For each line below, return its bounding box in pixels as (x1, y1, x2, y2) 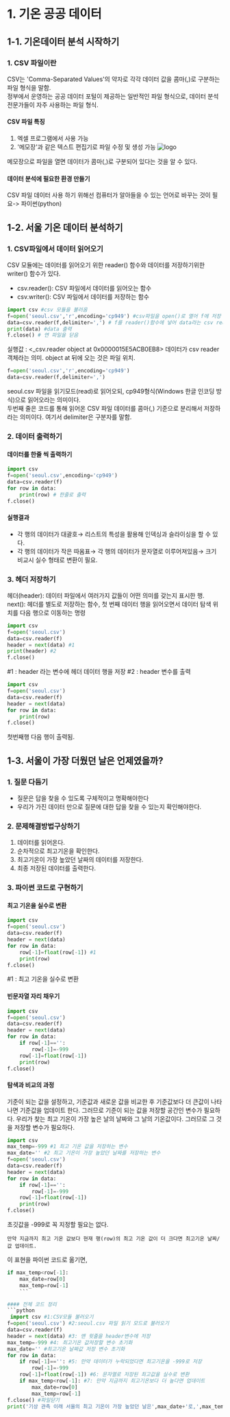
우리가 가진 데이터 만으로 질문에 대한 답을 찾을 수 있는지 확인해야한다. (16, 803, 202, 811)
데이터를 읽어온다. (16, 839, 65, 847)
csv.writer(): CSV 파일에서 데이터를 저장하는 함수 (16, 293, 149, 301)
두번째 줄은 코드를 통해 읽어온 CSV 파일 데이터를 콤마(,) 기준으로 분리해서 (7, 405, 203, 413)
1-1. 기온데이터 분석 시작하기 (7, 36, 120, 47)
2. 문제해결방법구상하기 (7, 821, 80, 831)
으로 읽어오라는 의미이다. (14, 396, 81, 404)
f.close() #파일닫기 (7, 1396, 60, 1403)
